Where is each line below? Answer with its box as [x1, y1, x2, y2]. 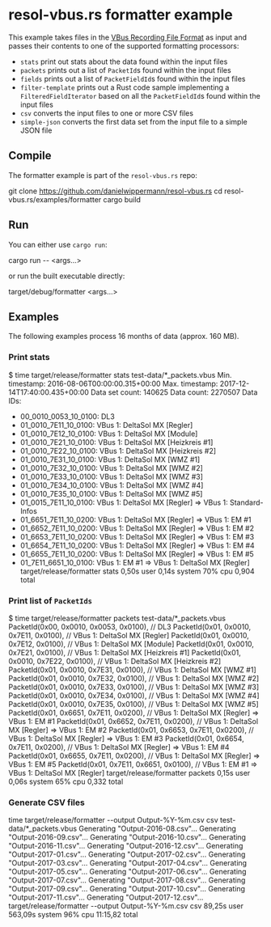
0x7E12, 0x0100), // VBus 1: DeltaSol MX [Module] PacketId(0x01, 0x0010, [8, 639, 255, 649]
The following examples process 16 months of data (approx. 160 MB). [8, 332, 239, 341]
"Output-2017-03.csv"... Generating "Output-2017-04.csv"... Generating [8, 858, 248, 868]
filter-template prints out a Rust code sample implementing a [19, 83, 230, 92]
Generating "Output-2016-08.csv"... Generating [78, 823, 237, 834]
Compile [8, 149, 52, 163]
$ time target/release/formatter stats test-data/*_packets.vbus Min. [8, 370, 232, 379]
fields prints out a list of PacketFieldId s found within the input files [19, 74, 246, 83]
